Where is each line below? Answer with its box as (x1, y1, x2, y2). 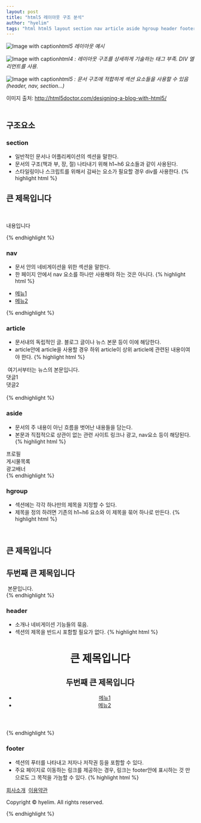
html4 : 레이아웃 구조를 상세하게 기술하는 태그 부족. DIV (58, 55, 188, 63)
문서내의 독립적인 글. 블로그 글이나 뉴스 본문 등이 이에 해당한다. (14, 339, 162, 346)
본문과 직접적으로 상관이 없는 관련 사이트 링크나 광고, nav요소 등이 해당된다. (14, 431, 191, 438)
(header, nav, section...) (6, 82, 65, 90)
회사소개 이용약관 (6, 786, 48, 794)
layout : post (6, 8, 39, 15)
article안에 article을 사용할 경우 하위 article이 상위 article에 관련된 (14, 346, 170, 353)
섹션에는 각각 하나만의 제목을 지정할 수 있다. (14, 501, 117, 508)
